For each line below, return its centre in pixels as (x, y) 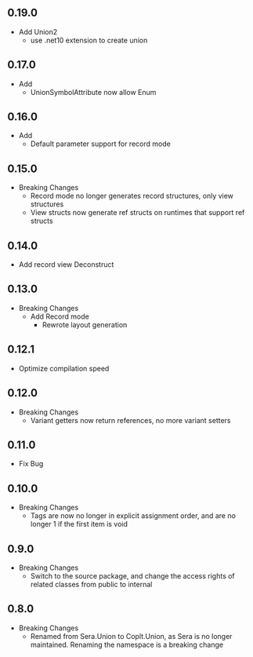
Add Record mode (60, 316)
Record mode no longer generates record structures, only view (132, 196)
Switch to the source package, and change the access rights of (133, 575)
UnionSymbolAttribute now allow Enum (93, 92)
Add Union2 (38, 31)
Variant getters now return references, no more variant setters (130, 420)
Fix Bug (31, 464)
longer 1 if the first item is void (79, 524)
